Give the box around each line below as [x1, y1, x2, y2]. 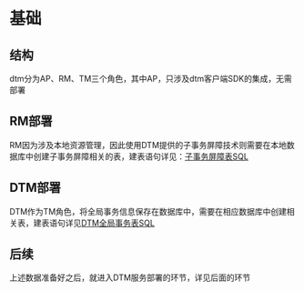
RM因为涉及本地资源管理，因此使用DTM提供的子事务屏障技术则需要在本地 [9, 139, 288, 150]
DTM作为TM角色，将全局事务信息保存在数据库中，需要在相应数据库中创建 [9, 206, 288, 216]
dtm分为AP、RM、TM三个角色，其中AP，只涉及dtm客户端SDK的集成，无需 [9, 74, 293, 84]
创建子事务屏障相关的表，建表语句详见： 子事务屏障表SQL [33, 151, 248, 162]
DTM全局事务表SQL [81, 217, 155, 228]
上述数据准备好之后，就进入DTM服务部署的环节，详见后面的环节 [9, 272, 251, 283]
